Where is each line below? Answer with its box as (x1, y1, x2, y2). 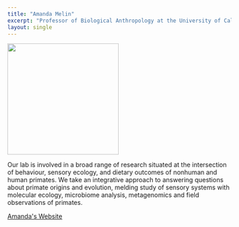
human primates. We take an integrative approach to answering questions (7, 176, 224, 184)
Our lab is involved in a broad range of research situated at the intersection (7, 161, 228, 169)
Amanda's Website (7, 212, 63, 221)
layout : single (7, 23, 53, 31)
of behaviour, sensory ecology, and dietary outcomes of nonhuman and (7, 168, 218, 176)
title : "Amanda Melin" (7, 10, 75, 18)
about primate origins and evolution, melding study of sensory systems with (7, 183, 230, 192)
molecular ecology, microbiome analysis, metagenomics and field (7, 191, 200, 199)
